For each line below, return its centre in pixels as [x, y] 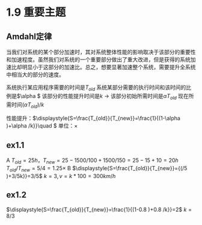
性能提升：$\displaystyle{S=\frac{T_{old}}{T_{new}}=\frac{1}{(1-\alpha [93, 119]
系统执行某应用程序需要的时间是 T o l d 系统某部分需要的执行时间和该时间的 [96, 88]
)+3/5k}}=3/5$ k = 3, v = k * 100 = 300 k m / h [61, 176]
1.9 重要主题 [36, 12]
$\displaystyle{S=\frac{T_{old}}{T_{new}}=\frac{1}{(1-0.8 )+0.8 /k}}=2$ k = [99, 209]
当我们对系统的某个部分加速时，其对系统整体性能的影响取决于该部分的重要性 [101, 52]
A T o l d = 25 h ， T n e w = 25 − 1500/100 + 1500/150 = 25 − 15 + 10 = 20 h [92, 161]
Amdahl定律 [29, 36]
